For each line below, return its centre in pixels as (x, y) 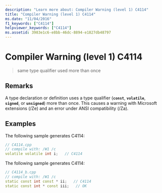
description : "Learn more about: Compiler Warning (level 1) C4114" (77, 10)
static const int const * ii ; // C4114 (48, 181)
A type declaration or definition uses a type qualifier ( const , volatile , (75, 98)
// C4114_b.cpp (21, 172)
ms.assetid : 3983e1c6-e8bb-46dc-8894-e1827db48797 (58, 32)
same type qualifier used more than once (59, 70)
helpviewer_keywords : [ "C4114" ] (38, 28)
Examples (20, 124)
